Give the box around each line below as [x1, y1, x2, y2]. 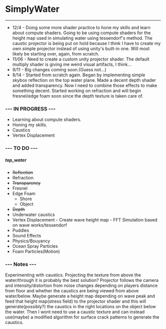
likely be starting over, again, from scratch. [12, 51, 100, 56]
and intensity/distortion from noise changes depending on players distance [5, 282, 158, 288]
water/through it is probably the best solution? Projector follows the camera [5, 277, 159, 283]
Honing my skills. [12, 122, 47, 128]
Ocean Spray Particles [12, 243, 58, 249]
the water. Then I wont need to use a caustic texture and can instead [5, 309, 145, 315]
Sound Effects [12, 233, 41, 239]
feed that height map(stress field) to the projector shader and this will [5, 298, 147, 304]
